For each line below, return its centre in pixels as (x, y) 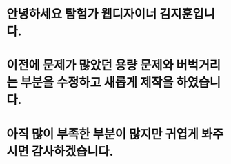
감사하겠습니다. (72, 151)
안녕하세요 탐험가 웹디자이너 (82, 14)
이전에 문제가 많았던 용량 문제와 (90, 65)
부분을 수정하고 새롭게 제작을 (97, 83)
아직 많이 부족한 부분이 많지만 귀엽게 (103, 134)
